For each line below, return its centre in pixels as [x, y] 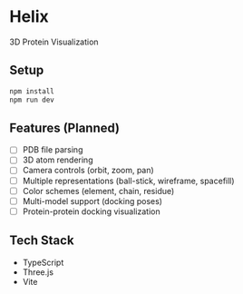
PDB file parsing [53, 150]
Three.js [38, 272]
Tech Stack [42, 241]
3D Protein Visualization [54, 42]
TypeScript [43, 262]
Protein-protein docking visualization [91, 211]
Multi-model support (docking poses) [92, 201]
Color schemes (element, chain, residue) [98, 191]
